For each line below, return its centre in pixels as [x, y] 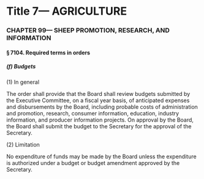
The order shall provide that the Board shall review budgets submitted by [98, 93]
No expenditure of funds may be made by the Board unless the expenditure [102, 156]
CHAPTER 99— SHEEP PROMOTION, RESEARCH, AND [88, 31]
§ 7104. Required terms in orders [48, 53]
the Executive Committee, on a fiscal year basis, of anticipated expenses [98, 100]
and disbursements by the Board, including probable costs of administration [102, 107]
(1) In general [23, 82]
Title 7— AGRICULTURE [67, 11]
